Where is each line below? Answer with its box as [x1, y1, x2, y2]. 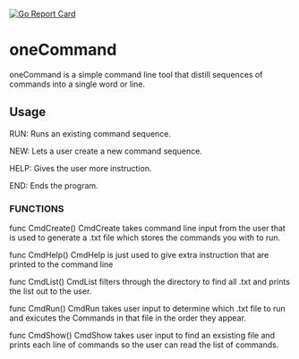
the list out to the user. [9, 286, 92, 296]
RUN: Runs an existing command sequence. [9, 128, 172, 138]
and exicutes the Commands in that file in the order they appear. [9, 313, 246, 323]
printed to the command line [9, 259, 114, 270]
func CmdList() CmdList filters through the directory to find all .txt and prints [9, 277, 291, 288]
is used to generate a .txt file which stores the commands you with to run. [9, 232, 281, 243]
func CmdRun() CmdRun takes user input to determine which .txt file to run [9, 304, 286, 314]
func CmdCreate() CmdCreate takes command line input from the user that [9, 223, 286, 234]
